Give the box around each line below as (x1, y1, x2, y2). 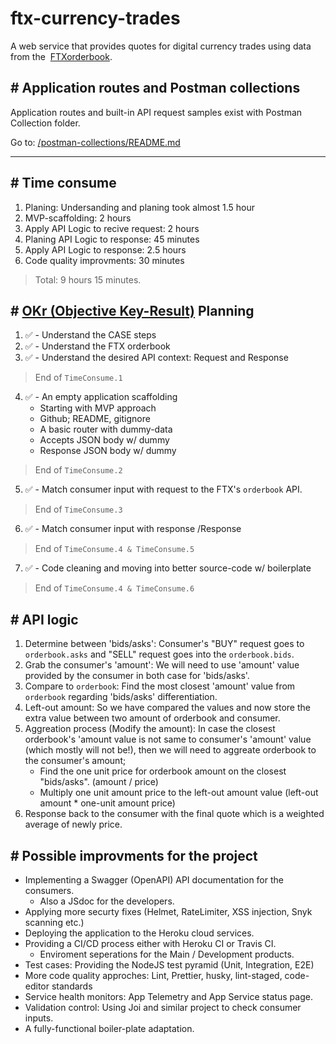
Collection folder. (10, 117, 81, 129)
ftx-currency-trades (10, 7, 181, 30)
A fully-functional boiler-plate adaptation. (24, 1023, 195, 1034)
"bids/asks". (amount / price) (39, 776, 159, 788)
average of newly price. (24, 818, 123, 831)
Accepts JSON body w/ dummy (39, 434, 170, 446)
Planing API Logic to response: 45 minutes (24, 233, 200, 245)
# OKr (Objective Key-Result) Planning (10, 302, 255, 319)
